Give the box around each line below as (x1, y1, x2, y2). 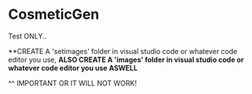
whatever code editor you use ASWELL (8, 63, 138, 72)
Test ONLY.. (8, 31, 47, 41)
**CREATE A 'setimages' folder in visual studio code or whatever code (8, 46, 238, 56)
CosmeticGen (8, 5, 100, 23)
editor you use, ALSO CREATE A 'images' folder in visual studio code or (8, 55, 244, 64)
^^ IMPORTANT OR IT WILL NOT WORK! (8, 78, 137, 88)
